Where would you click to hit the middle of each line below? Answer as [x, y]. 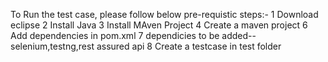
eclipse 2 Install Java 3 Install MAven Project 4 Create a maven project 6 [159, 25]
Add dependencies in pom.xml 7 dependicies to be [115, 35]
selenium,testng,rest [52, 46]
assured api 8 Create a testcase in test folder [189, 46]
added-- [239, 35]
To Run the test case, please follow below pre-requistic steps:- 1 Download [164, 14]
